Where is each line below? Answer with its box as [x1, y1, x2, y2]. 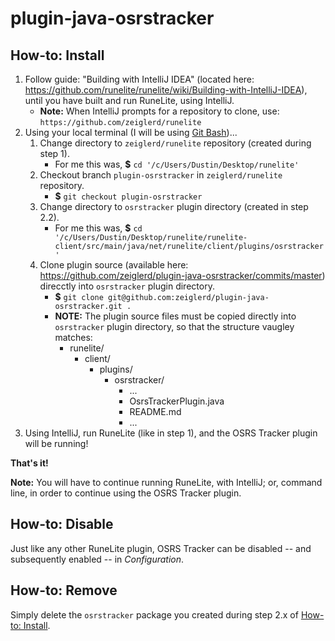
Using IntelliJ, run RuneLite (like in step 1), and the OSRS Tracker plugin [24, 427, 318, 439]
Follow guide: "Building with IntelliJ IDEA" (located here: [24, 73, 255, 85]
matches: [54, 332, 93, 343]
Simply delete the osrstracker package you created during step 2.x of [10, 608, 299, 621]
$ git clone [54, 291, 104, 302]
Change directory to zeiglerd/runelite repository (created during [39, 137, 312, 149]
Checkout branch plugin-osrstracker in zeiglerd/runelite [39, 169, 283, 181]
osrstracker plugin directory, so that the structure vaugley [54, 321, 295, 332]
